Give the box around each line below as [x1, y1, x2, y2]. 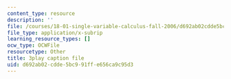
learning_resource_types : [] [7, 36, 91, 43]
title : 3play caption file [7, 55, 85, 62]
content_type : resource [7, 10, 76, 17]
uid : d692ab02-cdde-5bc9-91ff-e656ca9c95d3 [7, 61, 134, 68]
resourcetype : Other [7, 49, 67, 56]
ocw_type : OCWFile [7, 42, 60, 49]
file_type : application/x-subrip [7, 29, 103, 36]
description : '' [7, 16, 54, 23]
